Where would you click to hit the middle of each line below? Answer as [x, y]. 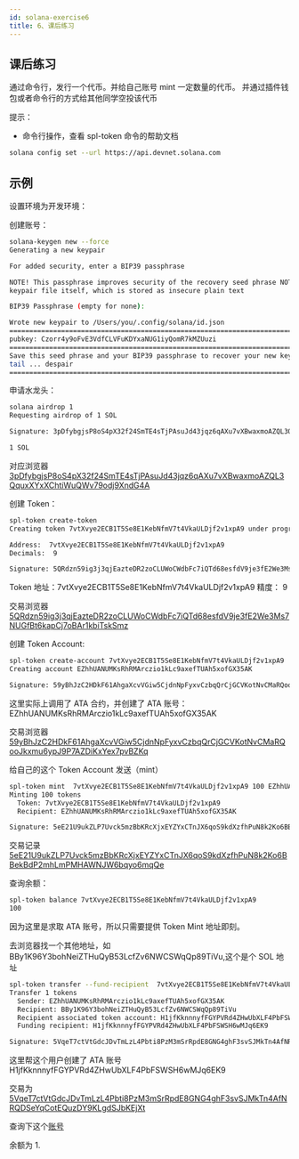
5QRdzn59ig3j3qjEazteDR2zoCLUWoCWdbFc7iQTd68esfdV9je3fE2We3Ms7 [149, 616]
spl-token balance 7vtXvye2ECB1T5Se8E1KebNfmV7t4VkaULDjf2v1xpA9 [133, 900]
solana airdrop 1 [41, 407]
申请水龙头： [32, 390]
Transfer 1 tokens [43, 993]
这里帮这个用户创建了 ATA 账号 [65, 1060]
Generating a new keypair [57, 250]
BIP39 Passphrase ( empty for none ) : [77, 307]
